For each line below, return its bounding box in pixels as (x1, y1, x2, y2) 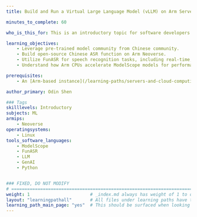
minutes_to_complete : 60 (6, 19, 67, 25)
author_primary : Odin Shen (6, 89, 72, 94)
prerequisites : (6, 73, 43, 79)
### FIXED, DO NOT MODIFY (6, 180, 69, 187)
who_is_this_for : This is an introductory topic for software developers (6, 30, 191, 36)
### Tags (6, 99, 28, 106)
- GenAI (16, 160, 35, 165)
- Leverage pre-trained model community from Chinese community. (16, 46, 180, 52)
